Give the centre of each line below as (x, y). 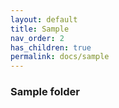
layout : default (44, 19)
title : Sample (40, 29)
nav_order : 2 (37, 38)
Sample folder (45, 92)
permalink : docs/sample (60, 57)
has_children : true (51, 47)
